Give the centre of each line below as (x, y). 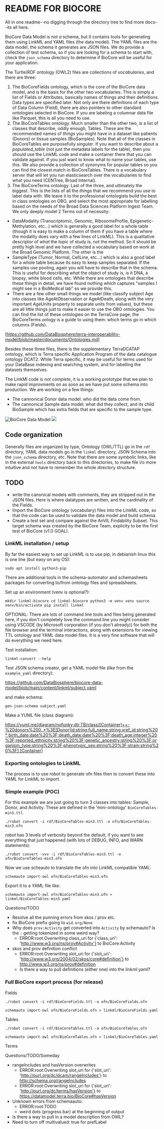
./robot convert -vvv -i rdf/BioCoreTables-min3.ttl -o (63, 854)
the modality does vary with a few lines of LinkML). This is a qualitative (83, 236)
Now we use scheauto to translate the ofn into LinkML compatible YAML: (78, 868)
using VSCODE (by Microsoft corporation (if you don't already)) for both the (81, 625)
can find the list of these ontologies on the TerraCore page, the (75, 314)
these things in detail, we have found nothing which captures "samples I (84, 283)
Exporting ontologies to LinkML (43, 763)
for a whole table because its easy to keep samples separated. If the (81, 262)
